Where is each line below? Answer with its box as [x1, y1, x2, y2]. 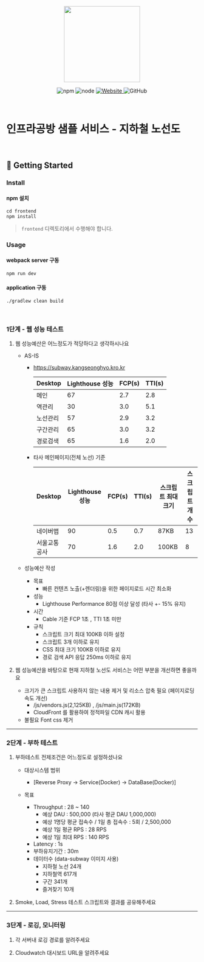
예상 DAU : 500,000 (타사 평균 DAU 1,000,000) [42, 810, 157, 818]
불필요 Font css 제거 [24, 716, 73, 724]
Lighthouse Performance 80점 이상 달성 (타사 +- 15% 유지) [42, 600, 186, 608]
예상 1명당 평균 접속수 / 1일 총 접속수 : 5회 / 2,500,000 [42, 818, 171, 826]
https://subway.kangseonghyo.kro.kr [33, 364, 126, 371]
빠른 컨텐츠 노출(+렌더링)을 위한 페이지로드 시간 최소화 [42, 585, 172, 592]
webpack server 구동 [6, 256, 59, 264]
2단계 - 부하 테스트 [6, 739, 58, 747]
